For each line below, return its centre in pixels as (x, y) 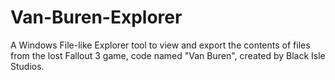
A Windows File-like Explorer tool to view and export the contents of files (160, 45)
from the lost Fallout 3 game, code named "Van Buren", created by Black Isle (168, 55)
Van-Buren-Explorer (96, 17)
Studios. (27, 66)
